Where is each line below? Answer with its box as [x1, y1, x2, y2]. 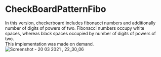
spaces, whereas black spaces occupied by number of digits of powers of [5, 30, 156, 36]
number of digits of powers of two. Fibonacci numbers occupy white [5, 25, 145, 31]
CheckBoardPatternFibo [5, 3, 106, 15]
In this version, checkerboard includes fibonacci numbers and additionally [5, 20, 156, 26]
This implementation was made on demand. [5, 41, 94, 47]
